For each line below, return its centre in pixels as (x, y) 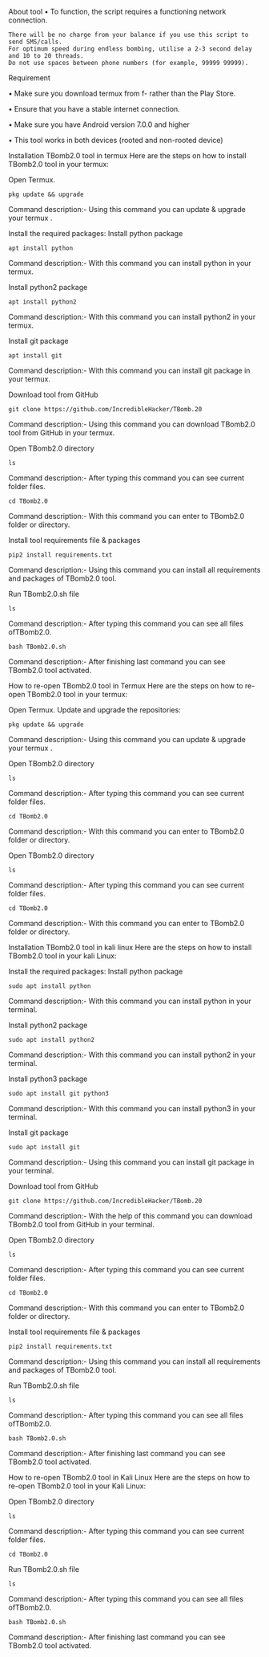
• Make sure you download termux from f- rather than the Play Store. (122, 93)
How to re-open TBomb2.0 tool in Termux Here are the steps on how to (126, 686)
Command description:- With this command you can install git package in (129, 370)
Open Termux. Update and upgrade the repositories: (95, 710)
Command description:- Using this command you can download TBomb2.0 (132, 424)
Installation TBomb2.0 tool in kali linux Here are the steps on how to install (130, 947)
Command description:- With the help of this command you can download (130, 1216)
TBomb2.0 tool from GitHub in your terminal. (81, 1224)
